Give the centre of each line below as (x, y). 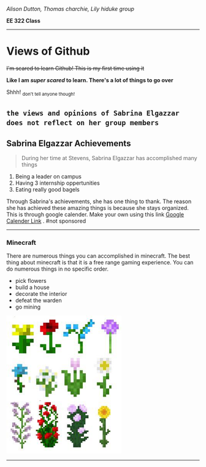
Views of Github (48, 51)
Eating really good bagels (47, 189)
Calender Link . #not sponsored (46, 221)
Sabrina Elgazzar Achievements (69, 143)
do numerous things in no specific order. (58, 269)
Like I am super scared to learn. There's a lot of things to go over (90, 80)
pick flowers (31, 281)
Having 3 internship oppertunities (57, 183)
